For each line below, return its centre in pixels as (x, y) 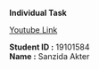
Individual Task (38, 13)
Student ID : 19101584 (49, 47)
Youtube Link (33, 30)
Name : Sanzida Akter (49, 56)
